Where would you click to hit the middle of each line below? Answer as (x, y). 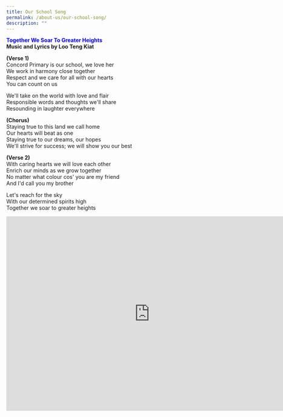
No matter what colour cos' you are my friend (63, 177)
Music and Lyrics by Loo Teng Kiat (50, 47)
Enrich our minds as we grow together (54, 170)
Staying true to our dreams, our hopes (54, 140)
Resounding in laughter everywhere (50, 109)
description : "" (27, 23)
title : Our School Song (36, 12)
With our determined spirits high (46, 202)
